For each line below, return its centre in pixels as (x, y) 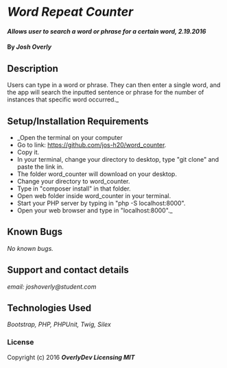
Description (33, 68)
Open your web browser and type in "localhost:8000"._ (95, 210)
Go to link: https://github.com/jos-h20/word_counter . (92, 145)
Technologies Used (49, 308)
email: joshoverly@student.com (52, 286)
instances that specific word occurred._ (63, 99)
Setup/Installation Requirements (78, 121)
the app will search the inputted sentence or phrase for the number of (106, 93)
